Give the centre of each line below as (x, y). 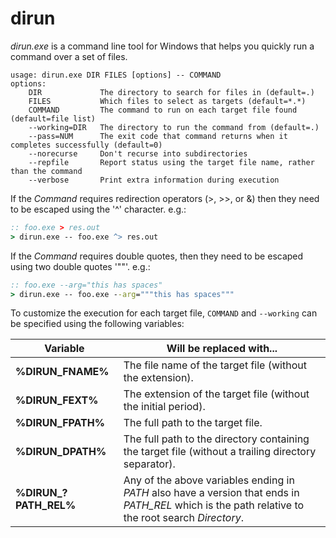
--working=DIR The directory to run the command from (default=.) (174, 127)
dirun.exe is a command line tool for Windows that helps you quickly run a (162, 46)
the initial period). (164, 407)
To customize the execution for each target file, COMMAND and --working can (164, 313)
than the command (46, 171)
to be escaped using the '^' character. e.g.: (98, 209)
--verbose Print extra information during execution (154, 180)
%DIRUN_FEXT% (57, 400)
